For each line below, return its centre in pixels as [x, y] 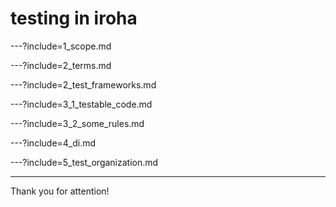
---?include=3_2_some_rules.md [77, 123]
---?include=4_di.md [53, 143]
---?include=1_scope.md [61, 46]
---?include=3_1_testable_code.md [81, 104]
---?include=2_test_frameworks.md [83, 84]
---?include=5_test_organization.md [84, 162]
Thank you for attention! [60, 191]
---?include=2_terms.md [61, 65]
